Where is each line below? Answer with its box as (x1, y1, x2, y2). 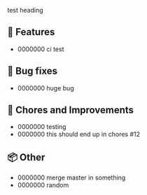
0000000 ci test (17, 45, 64, 53)
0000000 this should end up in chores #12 (17, 130, 141, 139)
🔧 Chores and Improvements (7, 105, 134, 116)
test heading (7, 6, 43, 14)
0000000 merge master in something (17, 173, 126, 182)
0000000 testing (17, 123, 66, 131)
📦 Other (7, 151, 45, 163)
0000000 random (17, 181, 69, 189)
